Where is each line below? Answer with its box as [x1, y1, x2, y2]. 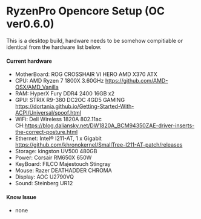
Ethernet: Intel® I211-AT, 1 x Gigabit [15, 135, 102, 142]
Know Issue [6, 193, 37, 200]
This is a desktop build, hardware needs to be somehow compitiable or [6, 37, 183, 44]
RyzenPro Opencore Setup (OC [6, 4, 165, 18]
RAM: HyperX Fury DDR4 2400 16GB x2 [15, 90, 115, 97]
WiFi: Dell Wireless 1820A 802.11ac [15, 116, 102, 123]
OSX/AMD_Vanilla [15, 83, 59, 91]
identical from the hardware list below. [6, 43, 102, 51]
